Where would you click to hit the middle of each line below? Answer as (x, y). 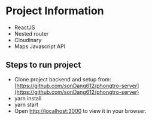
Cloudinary (28, 40)
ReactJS (25, 27)
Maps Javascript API (40, 46)
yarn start (26, 105)
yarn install (28, 98)
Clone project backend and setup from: (63, 79)
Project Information (55, 11)
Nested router (31, 33)
